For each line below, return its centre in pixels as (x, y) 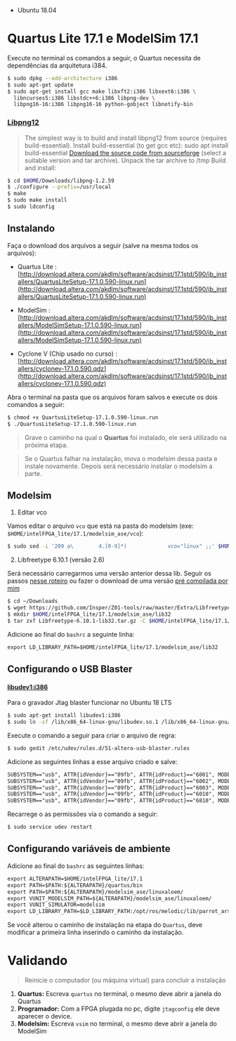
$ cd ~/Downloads (33, 601)
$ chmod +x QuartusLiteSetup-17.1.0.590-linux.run (83, 418)
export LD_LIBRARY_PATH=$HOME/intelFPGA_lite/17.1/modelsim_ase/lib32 (113, 647)
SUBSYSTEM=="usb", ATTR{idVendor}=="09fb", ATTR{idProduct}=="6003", (111, 788)
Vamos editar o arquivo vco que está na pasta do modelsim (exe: (100, 526)
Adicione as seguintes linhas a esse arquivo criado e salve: (92, 761)
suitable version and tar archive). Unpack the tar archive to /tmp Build (125, 160)
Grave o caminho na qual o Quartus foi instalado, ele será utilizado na (125, 437)
